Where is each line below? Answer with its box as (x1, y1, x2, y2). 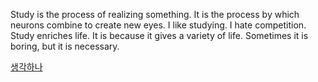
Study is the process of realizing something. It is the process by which (10, 9, 300, 20)
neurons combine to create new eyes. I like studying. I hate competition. (10, 19, 307, 31)
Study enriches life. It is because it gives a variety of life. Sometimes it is (10, 30, 309, 41)
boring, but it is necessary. (10, 40, 120, 52)
